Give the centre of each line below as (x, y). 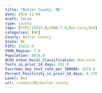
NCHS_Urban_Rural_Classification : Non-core (50, 60)
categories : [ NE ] (23, 32)
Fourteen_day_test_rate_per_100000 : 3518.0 (50, 69)
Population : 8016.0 (25, 55)
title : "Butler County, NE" (34, 10)
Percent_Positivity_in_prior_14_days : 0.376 (51, 74)
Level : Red (16, 78)
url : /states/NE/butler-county (37, 83)
